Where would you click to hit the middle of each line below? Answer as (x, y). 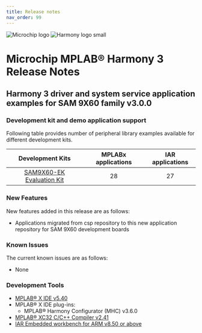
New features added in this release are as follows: (68, 211)
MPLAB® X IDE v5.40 (41, 298)
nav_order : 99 (24, 17)
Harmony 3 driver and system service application (101, 94)
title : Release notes (33, 12)
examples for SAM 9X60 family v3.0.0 (79, 103)
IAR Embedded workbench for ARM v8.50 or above (78, 324)
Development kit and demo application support (76, 120)
